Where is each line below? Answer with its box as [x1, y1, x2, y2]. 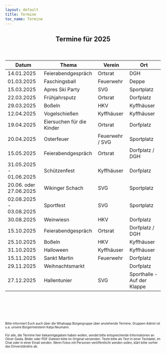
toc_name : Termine [5, 16, 43, 21]
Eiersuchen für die [43, 118, 86, 125]
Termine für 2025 [55, 35, 111, 43]
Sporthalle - [129, 271, 158, 278]
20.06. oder [7, 181, 36, 188]
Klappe [129, 283, 146, 290]
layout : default [5, 7, 39, 12]
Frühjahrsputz [43, 94, 77, 101]
